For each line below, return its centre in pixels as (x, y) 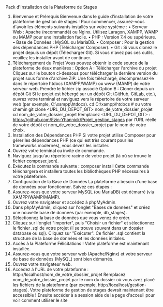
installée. (22, 249)
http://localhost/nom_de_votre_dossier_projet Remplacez (69, 274)
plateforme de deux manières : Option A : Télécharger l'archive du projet (84, 68)
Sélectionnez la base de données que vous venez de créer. (71, 218)
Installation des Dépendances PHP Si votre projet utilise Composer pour (84, 135)
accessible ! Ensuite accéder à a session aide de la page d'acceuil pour (84, 295)
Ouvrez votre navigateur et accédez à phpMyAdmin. (64, 202)
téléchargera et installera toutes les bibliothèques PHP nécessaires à (81, 171)
